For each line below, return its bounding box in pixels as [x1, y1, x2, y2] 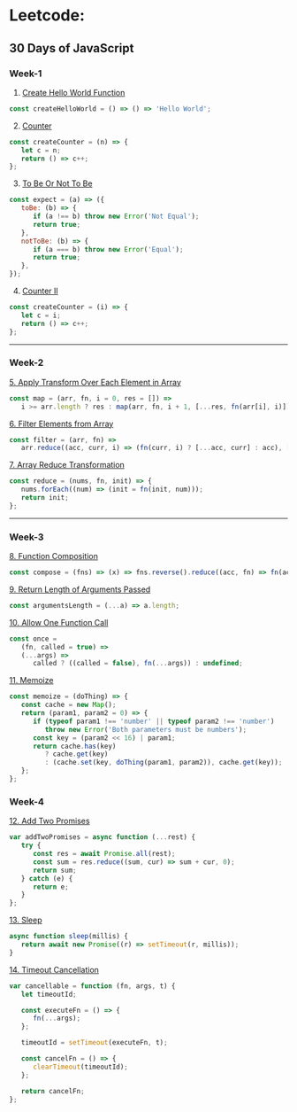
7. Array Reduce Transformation [9, 460, 126, 470]
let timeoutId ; [20, 990, 77, 999]
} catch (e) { [20, 874, 73, 883]
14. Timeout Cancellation [9, 964, 100, 975]
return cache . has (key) [32, 742, 117, 750]
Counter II [21, 285, 59, 296]
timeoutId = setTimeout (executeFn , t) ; [20, 1038, 168, 1047]
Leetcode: [9, 5, 86, 26]
